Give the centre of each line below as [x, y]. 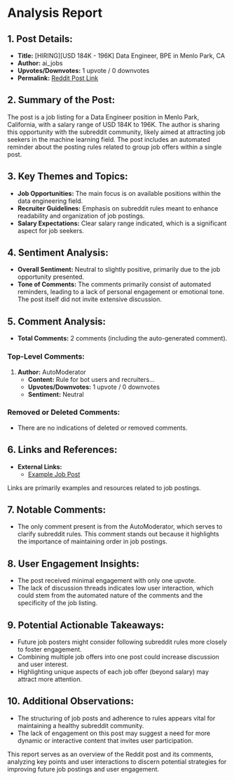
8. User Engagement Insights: [74, 563]
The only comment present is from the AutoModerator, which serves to [120, 527]
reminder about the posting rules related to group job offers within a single [115, 147]
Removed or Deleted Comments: [64, 412]
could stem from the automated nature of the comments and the [110, 595]
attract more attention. [50, 680]
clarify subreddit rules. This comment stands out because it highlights [118, 534]
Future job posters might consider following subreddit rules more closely [122, 642]
